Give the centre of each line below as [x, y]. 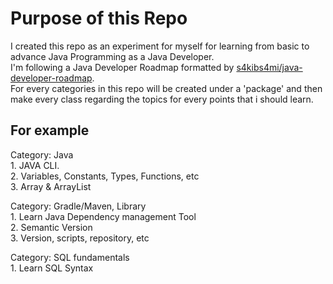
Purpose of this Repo [99, 18]
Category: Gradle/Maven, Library [78, 206]
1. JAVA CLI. [35, 165]
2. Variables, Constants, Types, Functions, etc [105, 176]
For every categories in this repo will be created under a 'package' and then [166, 88]
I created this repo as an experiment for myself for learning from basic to [160, 46]
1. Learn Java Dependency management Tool [103, 216]
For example [50, 130]
